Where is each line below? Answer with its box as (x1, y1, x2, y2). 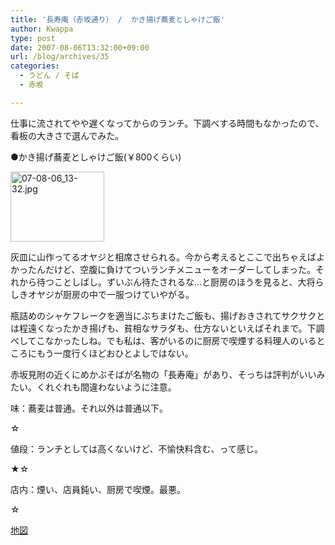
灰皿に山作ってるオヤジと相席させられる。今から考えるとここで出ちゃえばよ (10, 251, 325, 263)
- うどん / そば (19, 71, 80, 81)
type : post (10, 33, 56, 43)
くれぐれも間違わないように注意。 (36, 381, 177, 393)
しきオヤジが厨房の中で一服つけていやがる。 (10, 288, 195, 300)
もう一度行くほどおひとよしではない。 (36, 347, 194, 359)
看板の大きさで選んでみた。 (10, 129, 125, 141)
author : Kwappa (10, 24, 74, 34)
